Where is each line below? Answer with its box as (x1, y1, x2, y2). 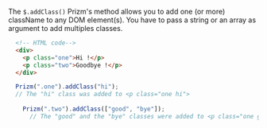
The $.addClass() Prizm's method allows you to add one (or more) (8, 7, 226, 16)
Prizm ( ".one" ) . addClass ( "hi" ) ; (15, 83, 119, 91)
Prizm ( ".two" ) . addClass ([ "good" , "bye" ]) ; (22, 105, 165, 113)
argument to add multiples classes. (8, 24, 123, 33)
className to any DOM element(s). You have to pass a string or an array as (8, 15, 257, 25)
